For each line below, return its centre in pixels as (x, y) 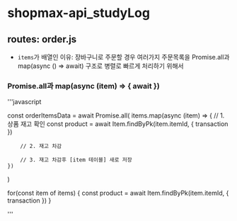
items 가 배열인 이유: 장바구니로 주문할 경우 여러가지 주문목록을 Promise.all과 (123, 57)
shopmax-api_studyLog (79, 13)
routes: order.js (42, 39)
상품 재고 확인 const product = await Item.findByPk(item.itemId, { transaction (118, 124)
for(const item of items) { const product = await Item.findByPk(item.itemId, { (118, 193)
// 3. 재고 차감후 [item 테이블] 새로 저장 (76, 160)
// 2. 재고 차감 (41, 147)
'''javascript (24, 102)
